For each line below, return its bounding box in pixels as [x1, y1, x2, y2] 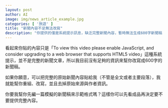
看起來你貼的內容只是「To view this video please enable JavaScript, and [5, 45, 154, 50]
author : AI [5, 12, 28, 17]
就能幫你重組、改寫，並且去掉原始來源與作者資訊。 [5, 80, 110, 86]
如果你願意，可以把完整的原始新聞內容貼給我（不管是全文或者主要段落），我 [5, 74, 161, 80]
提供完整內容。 [9, 97, 40, 103]
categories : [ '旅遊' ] [5, 21, 53, 26]
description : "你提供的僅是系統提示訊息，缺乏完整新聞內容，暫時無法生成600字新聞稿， [5, 30, 166, 35]
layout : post [5, 7, 32, 12]
